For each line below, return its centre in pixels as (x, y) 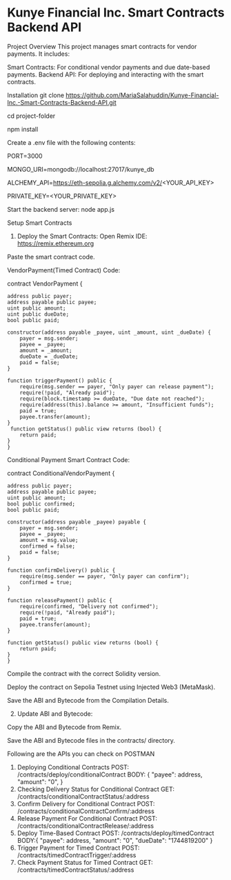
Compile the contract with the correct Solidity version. (84, 673)
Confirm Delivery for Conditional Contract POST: (86, 803)
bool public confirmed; (41, 504)
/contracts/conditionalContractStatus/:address (83, 796)
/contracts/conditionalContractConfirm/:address (86, 811)
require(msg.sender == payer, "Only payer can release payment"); (117, 387)
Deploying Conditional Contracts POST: (73, 767)
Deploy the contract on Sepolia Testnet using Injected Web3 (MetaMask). (111, 687)
